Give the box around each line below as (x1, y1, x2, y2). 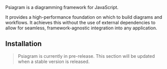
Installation (5, 40, 42, 48)
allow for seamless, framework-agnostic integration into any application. (5, 25, 157, 31)
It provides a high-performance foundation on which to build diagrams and (5, 14, 162, 20)
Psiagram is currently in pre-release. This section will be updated (17, 53, 155, 59)
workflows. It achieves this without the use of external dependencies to (5, 20, 156, 25)
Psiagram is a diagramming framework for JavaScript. (5, 5, 119, 10)
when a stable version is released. (17, 58, 90, 64)
